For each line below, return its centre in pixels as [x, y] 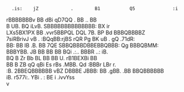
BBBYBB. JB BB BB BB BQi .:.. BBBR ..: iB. [57, 52]
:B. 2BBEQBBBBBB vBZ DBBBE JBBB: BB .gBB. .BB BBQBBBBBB [85, 71]
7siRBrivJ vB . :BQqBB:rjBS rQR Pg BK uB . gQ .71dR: [71, 39]
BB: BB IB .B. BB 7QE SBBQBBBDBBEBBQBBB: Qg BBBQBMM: [82, 45]
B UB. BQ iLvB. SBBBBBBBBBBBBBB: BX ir [58, 26]
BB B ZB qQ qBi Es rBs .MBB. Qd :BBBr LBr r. [61, 64]
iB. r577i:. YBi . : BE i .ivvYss [40, 77]
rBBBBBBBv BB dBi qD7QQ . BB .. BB [52, 20]
